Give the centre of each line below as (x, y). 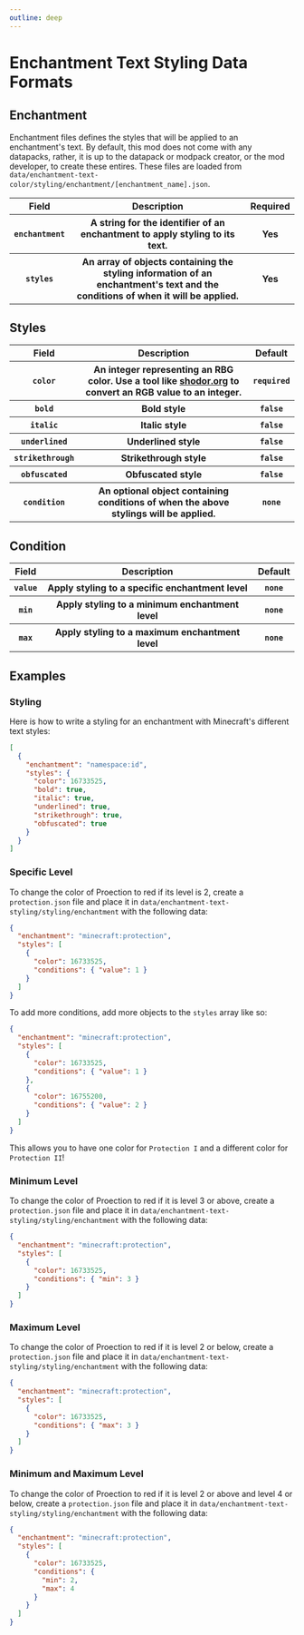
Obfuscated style (163, 475)
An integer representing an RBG (164, 370)
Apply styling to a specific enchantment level (147, 588)
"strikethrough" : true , (78, 815)
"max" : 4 (58, 1589)
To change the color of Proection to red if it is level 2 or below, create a (142, 1347)
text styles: (30, 730)
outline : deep (36, 18)
